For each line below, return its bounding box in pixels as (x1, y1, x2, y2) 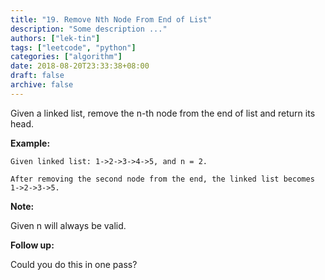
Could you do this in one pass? (10, 258, 138, 270)
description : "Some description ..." (10, 24, 168, 34)
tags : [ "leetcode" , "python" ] (10, 42, 137, 53)
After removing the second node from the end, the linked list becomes (10, 174, 315, 184)
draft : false (10, 71, 65, 81)
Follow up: (10, 239, 55, 251)
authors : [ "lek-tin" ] (10, 33, 101, 43)
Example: (10, 137, 51, 149)
